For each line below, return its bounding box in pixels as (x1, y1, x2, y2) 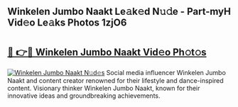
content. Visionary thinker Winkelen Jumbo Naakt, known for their (7, 84, 200, 92)
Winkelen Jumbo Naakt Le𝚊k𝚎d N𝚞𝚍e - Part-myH (7, 6, 231, 18)
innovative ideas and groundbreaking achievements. (7, 91, 161, 100)
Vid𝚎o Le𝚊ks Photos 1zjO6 (7, 17, 127, 29)
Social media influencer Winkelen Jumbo (106, 69, 226, 77)
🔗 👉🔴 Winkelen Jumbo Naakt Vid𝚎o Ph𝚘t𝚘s (7, 46, 207, 58)
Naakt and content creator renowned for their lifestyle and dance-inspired (7, 77, 224, 84)
